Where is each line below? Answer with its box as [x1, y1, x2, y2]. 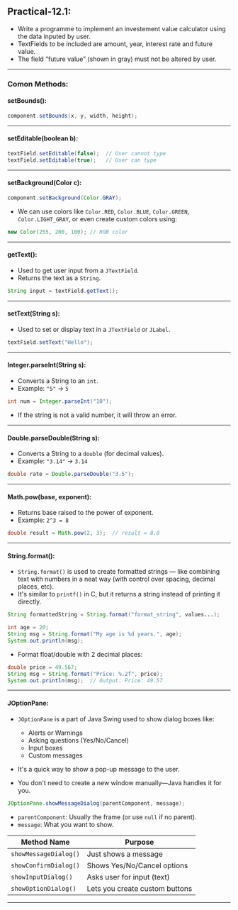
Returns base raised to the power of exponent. [17, 509, 154, 517]
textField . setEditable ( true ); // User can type [7, 156, 157, 164]
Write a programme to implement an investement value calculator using [17, 24, 227, 33]
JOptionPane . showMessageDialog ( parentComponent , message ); [7, 799, 186, 807]
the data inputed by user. [17, 32, 91, 40]
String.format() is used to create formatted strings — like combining [17, 567, 220, 576]
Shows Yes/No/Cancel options [86, 860, 188, 870]
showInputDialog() [11, 872, 73, 881]
